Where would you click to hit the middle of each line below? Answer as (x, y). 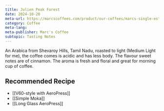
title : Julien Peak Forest (32, 9)
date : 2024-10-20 (23, 14)
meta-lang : (16, 28)
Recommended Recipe (40, 82)
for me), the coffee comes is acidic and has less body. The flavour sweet (78, 55)
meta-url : (15, 18)
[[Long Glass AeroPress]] (38, 103)
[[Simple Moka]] (28, 98)
